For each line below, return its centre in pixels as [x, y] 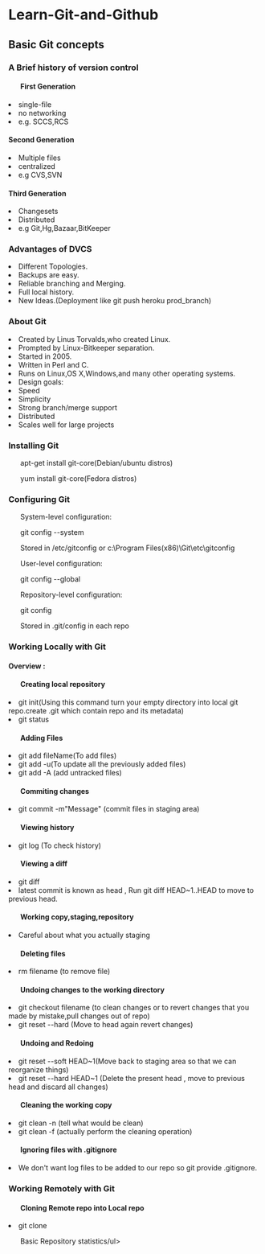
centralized [37, 166]
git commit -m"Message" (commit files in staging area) [109, 809]
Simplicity [35, 399]
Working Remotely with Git [61, 1188]
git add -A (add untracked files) [70, 773]
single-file [35, 104]
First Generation [48, 87]
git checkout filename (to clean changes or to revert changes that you [134, 1008]
